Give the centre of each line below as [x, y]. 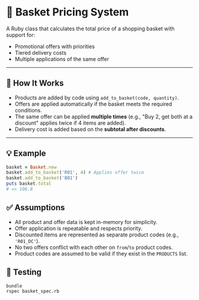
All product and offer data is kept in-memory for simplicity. [86, 222]
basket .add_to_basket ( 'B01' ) [42, 178]
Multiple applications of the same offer [62, 59]
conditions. [28, 110]
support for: [21, 34]
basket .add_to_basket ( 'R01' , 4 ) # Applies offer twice [75, 173]
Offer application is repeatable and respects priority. [78, 228]
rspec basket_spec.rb [33, 291]
